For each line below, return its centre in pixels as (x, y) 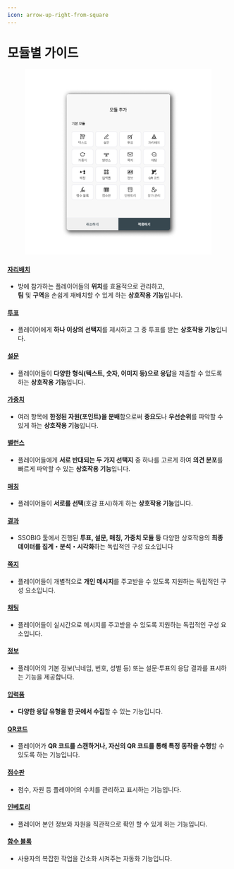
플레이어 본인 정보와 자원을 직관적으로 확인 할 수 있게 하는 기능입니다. (112, 824)
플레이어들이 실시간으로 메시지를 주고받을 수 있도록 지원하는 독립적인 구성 (118, 624)
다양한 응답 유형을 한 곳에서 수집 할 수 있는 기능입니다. (90, 711)
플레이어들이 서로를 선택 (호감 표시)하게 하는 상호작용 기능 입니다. (105, 503)
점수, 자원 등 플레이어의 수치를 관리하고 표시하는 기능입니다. (99, 789)
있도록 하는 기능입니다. (49, 755)
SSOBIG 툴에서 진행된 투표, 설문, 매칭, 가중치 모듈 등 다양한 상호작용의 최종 (120, 538)
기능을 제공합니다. (50, 677)
